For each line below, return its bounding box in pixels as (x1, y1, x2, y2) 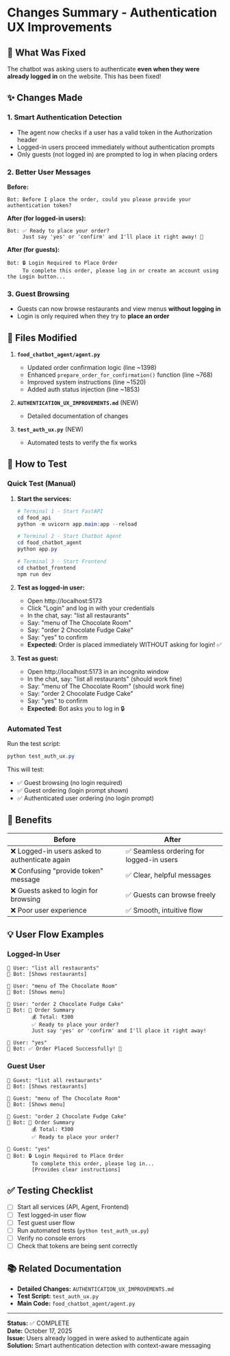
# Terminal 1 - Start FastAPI (16, 508, 104, 515)
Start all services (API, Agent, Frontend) (16, 1203, 129, 1211)
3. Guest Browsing (7, 289, 70, 299)
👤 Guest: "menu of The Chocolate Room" (7, 1095, 121, 1102)
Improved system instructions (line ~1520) (27, 378, 146, 386)
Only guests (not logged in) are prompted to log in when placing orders (16, 150, 218, 159)
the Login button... (7, 273, 66, 280)
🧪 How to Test (7, 458, 67, 470)
